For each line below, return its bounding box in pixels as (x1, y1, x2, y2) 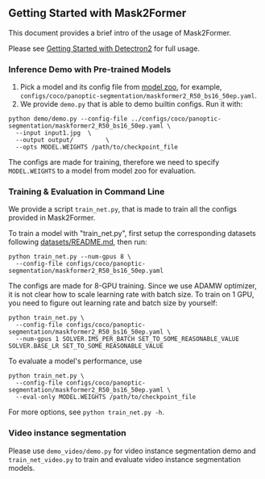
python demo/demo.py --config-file (8, 115, 128, 124)
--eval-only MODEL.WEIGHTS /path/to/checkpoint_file (15, 393, 197, 401)
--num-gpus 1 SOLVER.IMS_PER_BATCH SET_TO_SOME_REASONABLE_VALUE (15, 335, 240, 343)
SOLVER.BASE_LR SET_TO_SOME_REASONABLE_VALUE (8, 342, 164, 351)
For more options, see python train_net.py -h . (8, 407, 165, 417)
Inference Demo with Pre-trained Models (8, 64, 172, 75)
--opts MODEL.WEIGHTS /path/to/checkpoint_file (15, 143, 179, 152)
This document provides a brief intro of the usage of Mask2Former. (8, 27, 232, 37)
